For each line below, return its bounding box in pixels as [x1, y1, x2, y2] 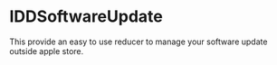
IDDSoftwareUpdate [9, 6, 163, 27]
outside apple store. [9, 45, 84, 56]
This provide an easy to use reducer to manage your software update [9, 36, 268, 47]
